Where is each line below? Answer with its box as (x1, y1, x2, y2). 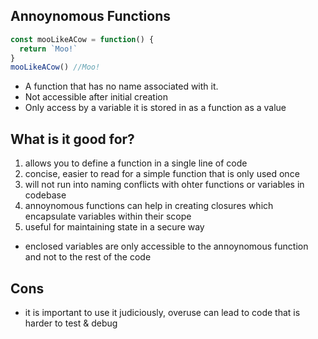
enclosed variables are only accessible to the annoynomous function (24, 240, 309, 253)
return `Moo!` (19, 44, 78, 54)
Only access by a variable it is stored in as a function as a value (24, 102, 287, 114)
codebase (24, 189, 67, 201)
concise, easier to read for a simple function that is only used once (24, 168, 300, 180)
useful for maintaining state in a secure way (24, 221, 205, 233)
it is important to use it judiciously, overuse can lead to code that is (24, 306, 301, 318)
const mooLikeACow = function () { (10, 34, 155, 44)
